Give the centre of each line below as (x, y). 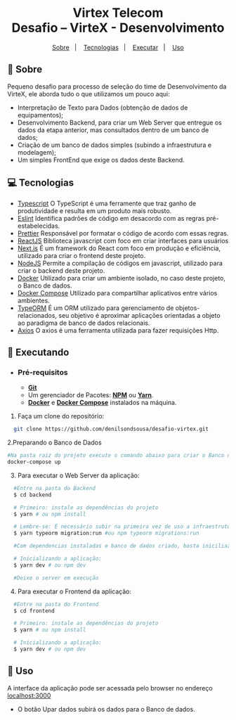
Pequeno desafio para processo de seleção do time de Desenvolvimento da (117, 86)
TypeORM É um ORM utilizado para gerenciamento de (96, 308)
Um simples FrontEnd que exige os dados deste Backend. (101, 160)
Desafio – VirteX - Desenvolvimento (118, 28)
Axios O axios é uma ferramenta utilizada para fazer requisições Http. (118, 330)
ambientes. (34, 300)
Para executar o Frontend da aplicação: (74, 591)
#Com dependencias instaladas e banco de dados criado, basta (106, 546)
